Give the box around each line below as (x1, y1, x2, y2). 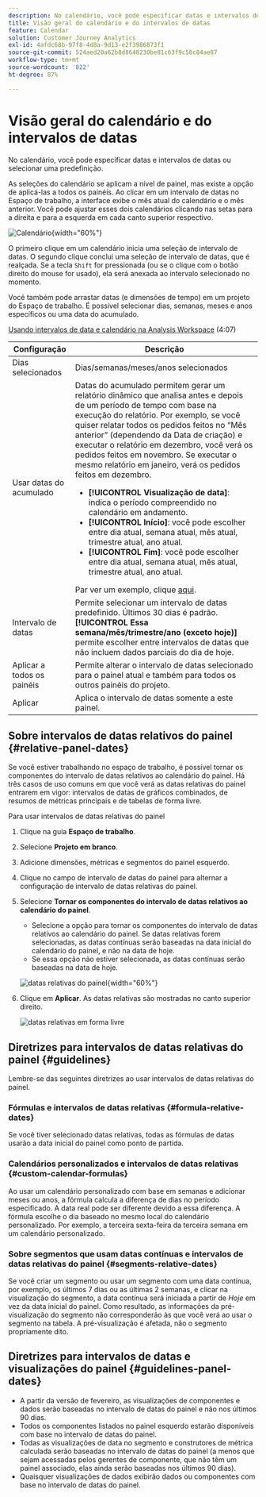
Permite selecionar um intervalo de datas (74, 597, 228, 608)
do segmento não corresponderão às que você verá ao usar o (50, 1310, 253, 1320)
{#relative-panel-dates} (8, 741, 129, 755)
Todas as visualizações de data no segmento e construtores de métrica (19, 1437, 253, 1447)
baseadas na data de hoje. (31, 963, 119, 972)
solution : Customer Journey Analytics (8, 33, 136, 42)
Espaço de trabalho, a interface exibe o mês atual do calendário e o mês (8, 195, 245, 205)
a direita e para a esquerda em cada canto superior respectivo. (8, 212, 214, 222)
